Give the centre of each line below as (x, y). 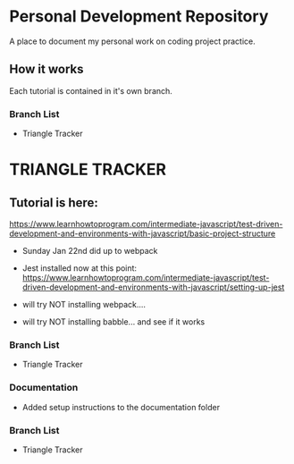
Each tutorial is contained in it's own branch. (91, 90)
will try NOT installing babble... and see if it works (113, 322)
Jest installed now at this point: (79, 268)
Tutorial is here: (54, 202)
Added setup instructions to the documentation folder (121, 407)
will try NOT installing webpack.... (84, 305)
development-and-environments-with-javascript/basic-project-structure (143, 233)
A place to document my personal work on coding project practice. (133, 41)
